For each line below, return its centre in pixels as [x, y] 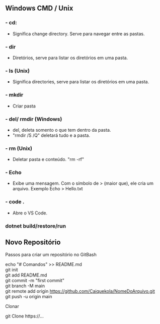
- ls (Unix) [18, 71]
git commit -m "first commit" [35, 280]
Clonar [12, 306]
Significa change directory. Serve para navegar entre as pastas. [78, 34]
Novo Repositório [33, 242]
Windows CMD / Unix [39, 8]
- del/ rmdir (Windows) [34, 119]
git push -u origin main [29, 296]
